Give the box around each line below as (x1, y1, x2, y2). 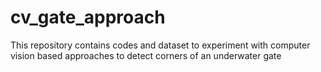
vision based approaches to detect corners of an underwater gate (10, 49, 282, 61)
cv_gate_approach (10, 6, 166, 29)
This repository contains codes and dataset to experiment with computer (10, 39, 311, 51)
